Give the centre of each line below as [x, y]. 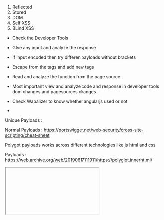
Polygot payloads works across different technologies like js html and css [80, 145]
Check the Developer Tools [40, 38]
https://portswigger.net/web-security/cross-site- [94, 130]
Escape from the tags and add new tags [53, 67]
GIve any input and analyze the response [54, 48]
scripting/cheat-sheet [27, 135]
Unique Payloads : [24, 120]
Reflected [22, 7]
